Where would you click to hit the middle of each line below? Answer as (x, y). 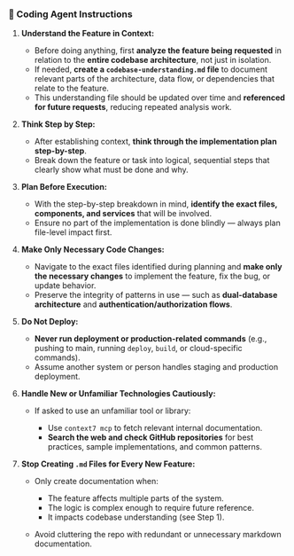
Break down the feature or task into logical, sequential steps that (152, 161)
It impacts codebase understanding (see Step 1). (136, 517)
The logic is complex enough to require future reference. (151, 508)
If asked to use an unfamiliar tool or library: (112, 411)
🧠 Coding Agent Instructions (71, 14)
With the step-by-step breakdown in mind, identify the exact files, (156, 204)
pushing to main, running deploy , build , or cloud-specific (138, 348)
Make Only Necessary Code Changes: (93, 250)
